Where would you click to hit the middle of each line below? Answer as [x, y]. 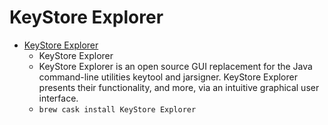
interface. [58, 98]
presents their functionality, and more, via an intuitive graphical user [179, 87]
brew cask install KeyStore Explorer [117, 109]
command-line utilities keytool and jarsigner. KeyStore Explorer [168, 77]
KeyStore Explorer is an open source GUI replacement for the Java [175, 66]
